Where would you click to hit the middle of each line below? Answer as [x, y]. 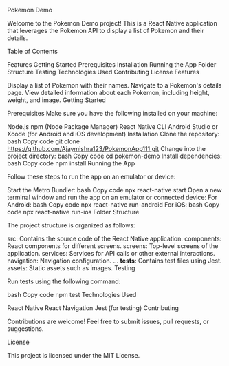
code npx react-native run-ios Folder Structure [73, 212]
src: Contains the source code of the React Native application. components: [115, 238]
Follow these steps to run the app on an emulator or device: [91, 176]
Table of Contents [33, 51]
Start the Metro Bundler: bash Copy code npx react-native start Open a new [115, 190]
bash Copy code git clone [44, 141]
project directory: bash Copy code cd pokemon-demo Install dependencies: [115, 156]
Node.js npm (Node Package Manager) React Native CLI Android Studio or [112, 126]
